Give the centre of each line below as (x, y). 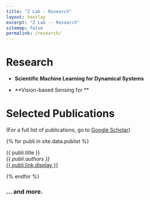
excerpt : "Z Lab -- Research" (43, 22)
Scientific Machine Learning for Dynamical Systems (79, 79)
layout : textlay (26, 17)
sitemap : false (25, 28)
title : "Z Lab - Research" (39, 11)
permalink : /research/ (34, 33)
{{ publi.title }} (23, 152)
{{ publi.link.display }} (32, 165)
